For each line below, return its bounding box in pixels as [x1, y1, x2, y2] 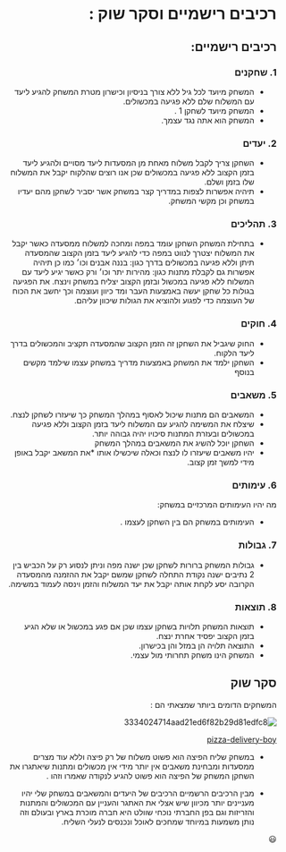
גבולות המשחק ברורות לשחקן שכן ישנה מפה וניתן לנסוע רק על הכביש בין [12, 559, 255, 570]
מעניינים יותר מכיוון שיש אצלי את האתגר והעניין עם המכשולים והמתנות [20, 797, 255, 808]
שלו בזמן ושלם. [204, 176, 255, 187]
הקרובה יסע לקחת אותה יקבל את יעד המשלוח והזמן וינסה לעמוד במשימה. [7, 578, 255, 589]
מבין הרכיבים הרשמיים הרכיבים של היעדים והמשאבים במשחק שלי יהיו [21, 788, 255, 798]
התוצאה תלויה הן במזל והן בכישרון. [139, 640, 255, 651]
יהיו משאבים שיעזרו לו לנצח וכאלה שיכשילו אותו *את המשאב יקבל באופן [13, 447, 255, 458]
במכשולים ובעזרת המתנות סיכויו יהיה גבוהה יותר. [91, 429, 255, 439]
